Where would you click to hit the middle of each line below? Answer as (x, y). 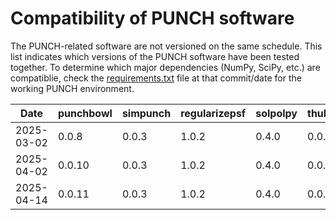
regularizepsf (213, 113)
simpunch (146, 113)
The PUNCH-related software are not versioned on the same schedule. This (166, 46)
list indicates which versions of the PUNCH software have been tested (155, 56)
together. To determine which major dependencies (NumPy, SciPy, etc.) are (165, 67)
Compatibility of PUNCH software (152, 18)
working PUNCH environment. (72, 88)
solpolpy (276, 113)
